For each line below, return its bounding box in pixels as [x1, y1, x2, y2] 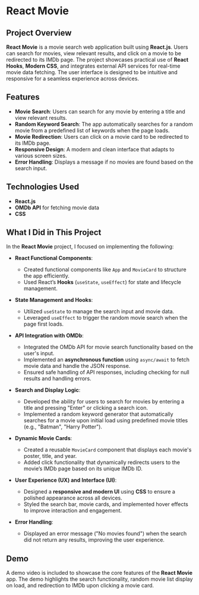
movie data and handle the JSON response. [23, 362, 131, 370]
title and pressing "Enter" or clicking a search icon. [23, 405, 149, 412]
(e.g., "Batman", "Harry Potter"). [23, 423, 103, 431]
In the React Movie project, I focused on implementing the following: [6, 243, 174, 250]
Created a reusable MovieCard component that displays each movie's [23, 446, 192, 453]
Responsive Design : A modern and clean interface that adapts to [14, 145, 175, 152]
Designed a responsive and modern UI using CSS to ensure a [23, 488, 175, 495]
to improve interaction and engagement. [23, 507, 122, 514]
